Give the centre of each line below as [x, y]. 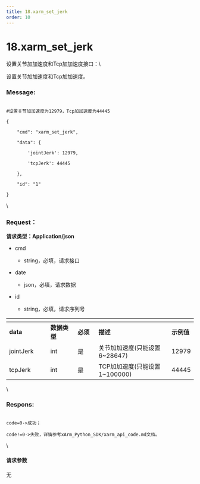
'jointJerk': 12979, [53, 153]
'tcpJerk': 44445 [49, 163]
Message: [21, 92]
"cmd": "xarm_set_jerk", [48, 132]
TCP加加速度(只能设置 [129, 367]
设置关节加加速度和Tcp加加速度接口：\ [54, 64]
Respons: [20, 404]
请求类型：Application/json [40, 237]
